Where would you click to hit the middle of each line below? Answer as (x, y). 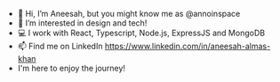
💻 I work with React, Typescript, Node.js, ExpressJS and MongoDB (141, 33)
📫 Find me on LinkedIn (60, 46)
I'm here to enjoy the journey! (72, 68)
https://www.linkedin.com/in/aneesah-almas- (188, 46)
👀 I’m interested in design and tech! (82, 23)
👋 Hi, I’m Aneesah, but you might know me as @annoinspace (129, 14)
